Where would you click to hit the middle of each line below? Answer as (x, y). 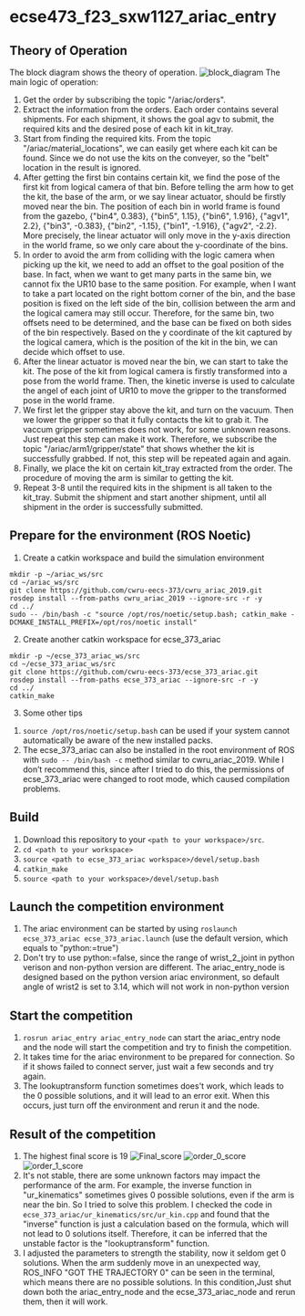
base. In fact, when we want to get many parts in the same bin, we (147, 274)
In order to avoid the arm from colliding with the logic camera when (149, 255)
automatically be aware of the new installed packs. (118, 740)
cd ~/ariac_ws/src (44, 582)
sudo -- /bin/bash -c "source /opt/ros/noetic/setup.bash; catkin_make (148, 614)
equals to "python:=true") (71, 948)
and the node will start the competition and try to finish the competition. (157, 1048)
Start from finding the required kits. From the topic (117, 138)
